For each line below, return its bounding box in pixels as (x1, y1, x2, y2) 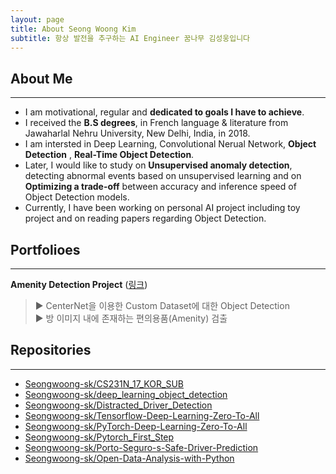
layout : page (10, 14, 65, 25)
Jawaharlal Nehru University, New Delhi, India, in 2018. (24, 127, 251, 140)
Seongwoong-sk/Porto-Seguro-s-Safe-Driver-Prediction (24, 441, 259, 453)
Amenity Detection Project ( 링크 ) (10, 279, 148, 290)
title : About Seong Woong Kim (10, 24, 137, 34)
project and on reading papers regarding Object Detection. (24, 212, 267, 225)
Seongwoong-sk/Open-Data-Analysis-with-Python (24, 452, 235, 464)
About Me (10, 70, 73, 87)
